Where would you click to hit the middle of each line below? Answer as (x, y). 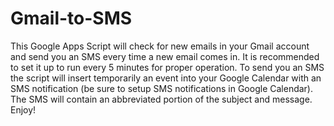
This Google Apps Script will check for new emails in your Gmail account (160, 46)
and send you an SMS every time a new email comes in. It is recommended (165, 56)
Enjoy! (23, 109)
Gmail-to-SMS (71, 18)
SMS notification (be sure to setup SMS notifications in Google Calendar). (161, 88)
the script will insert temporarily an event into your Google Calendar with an (166, 78)
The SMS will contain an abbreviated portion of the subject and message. (161, 99)
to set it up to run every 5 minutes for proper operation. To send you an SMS (167, 67)
